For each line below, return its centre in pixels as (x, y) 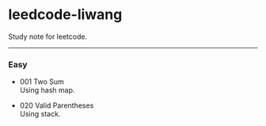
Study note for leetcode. (48, 36)
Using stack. (40, 114)
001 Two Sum (42, 82)
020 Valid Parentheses (57, 105)
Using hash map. (47, 90)
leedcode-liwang (65, 15)
